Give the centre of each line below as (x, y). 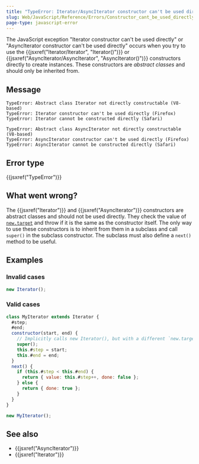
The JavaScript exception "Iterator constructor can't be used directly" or (95, 40)
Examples (25, 260)
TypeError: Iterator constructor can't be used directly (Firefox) (91, 114)
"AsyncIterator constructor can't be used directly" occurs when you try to (96, 46)
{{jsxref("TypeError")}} (34, 177)
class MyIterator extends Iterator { (53, 317)
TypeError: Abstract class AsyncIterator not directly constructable (94, 129)
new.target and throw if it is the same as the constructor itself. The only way (99, 222)
